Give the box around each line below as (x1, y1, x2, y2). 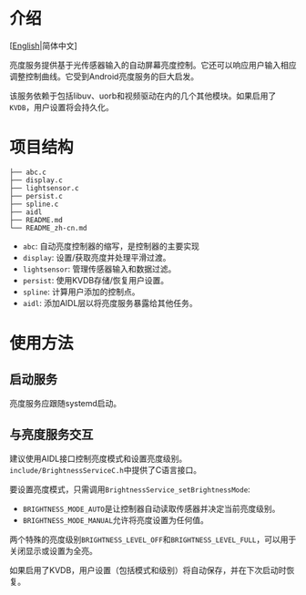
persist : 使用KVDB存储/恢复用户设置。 (22, 274, 169, 285)
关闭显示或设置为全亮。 (9, 545, 97, 556)
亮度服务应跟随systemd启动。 (9, 397, 122, 408)
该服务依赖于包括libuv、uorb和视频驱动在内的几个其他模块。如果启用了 (9, 90, 277, 101)
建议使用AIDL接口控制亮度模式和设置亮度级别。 (9, 453, 188, 464)
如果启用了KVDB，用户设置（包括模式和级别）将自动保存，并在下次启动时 (9, 564, 287, 575)
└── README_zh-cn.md (9, 223, 88, 232)
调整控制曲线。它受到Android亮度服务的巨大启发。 (9, 70, 199, 82)
